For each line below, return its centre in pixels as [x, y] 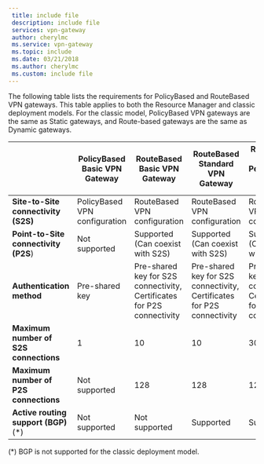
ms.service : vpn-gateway [52, 45]
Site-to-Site [36, 201]
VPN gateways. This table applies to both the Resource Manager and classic [132, 104]
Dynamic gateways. [40, 130]
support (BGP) [40, 422]
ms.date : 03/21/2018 [45, 60]
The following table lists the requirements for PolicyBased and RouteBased [129, 96]
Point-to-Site [38, 234]
